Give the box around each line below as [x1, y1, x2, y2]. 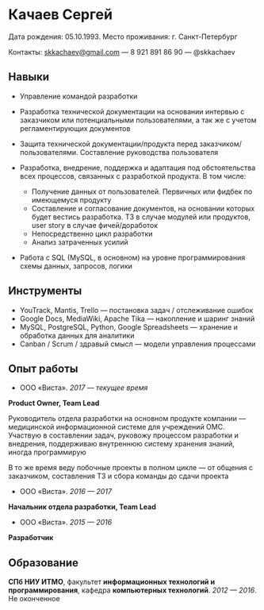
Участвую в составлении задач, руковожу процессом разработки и [8, 430, 239, 440]
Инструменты [8, 284, 82, 298]
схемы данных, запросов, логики [19, 261, 133, 271]
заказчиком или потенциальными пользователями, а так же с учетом [19, 115, 257, 125]
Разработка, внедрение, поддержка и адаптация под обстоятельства [19, 163, 256, 172]
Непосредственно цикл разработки [31, 229, 153, 238]
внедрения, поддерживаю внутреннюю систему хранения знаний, [8, 439, 235, 449]
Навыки [8, 70, 50, 84]
